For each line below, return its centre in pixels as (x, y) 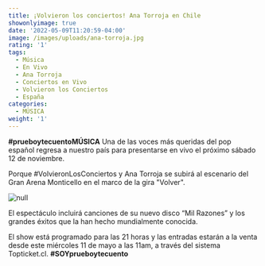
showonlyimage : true (43, 23)
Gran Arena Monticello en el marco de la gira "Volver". (97, 182)
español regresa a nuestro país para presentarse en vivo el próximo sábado (132, 150)
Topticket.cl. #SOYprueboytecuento (68, 253)
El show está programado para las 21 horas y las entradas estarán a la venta (133, 237)
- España (30, 97)
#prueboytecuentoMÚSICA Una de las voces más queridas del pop (120, 141)
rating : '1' (28, 45)
